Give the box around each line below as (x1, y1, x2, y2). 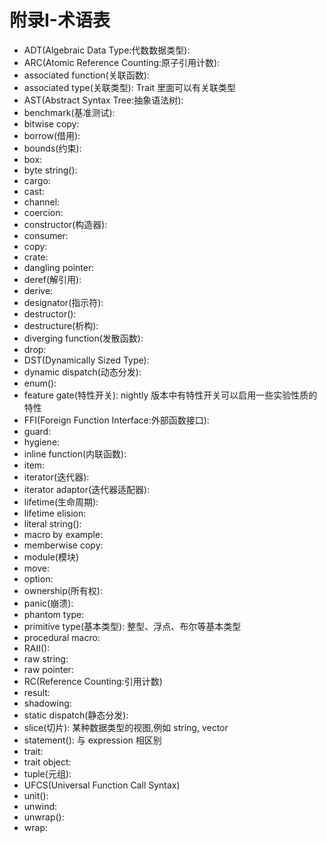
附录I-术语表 (9, 9, 111, 32)
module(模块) (23, 551, 80, 563)
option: (23, 572, 54, 585)
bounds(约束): (23, 142, 82, 154)
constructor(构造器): (23, 218, 108, 230)
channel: (23, 196, 61, 208)
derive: (23, 284, 54, 296)
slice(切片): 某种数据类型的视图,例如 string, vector (23, 721, 229, 733)
